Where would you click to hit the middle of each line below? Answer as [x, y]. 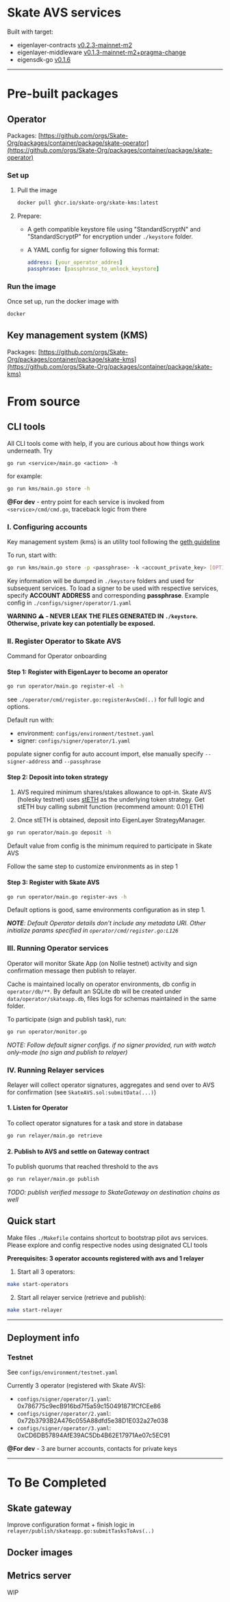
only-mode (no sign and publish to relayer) [67, 1052]
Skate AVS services [64, 13]
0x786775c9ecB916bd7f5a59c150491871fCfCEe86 [89, 1406]
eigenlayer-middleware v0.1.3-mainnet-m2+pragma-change [101, 52]
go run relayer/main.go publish [53, 1180]
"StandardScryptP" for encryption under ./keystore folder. [110, 237]
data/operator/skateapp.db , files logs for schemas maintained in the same [112, 998]
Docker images [40, 1552]
